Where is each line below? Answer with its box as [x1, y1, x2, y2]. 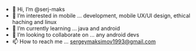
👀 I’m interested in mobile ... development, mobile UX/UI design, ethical [12, 12, 191, 19]
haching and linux [12, 19, 57, 25]
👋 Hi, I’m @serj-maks [12, 6, 65, 13]
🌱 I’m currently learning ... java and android [12, 25, 121, 32]
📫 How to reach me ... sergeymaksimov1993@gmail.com [12, 38, 156, 45]
